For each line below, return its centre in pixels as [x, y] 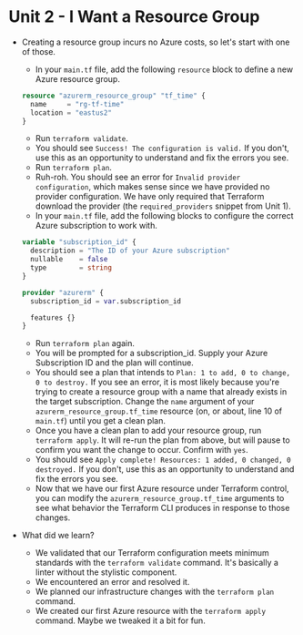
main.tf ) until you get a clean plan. [100, 421]
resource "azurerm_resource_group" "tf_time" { [113, 96]
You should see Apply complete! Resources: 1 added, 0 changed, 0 [163, 460]
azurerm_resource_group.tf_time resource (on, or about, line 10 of [159, 411]
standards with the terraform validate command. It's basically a [157, 563]
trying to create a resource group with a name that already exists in [161, 392]
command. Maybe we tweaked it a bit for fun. [120, 620]
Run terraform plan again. [85, 343]
